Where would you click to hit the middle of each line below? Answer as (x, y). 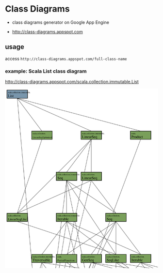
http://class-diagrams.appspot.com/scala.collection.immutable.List (72, 82)
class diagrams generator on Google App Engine (61, 22)
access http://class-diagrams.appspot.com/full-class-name (66, 59)
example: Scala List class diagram (46, 71)
